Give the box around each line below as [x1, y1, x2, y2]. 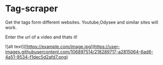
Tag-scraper [5, 3, 58, 14]
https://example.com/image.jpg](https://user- [26, 43, 120, 49]
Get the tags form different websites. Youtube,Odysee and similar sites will [5, 19, 159, 25]
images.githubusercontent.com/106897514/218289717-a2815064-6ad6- [5, 49, 154, 55]
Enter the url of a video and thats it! [5, 34, 78, 40]
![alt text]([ [5, 43, 27, 49]
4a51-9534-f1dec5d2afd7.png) [5, 54, 68, 60]
